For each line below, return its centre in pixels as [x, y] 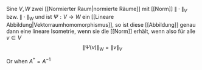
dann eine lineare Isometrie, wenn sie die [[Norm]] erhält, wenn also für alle [101, 31]
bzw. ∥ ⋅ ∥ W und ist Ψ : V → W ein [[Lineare [60, 17]
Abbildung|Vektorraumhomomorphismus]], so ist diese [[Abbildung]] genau [101, 24]
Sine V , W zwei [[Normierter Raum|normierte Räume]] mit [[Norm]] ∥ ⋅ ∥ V [97, 10]
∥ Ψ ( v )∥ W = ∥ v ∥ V [102, 48]
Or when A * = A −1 [29, 61]
